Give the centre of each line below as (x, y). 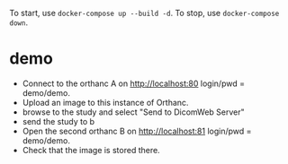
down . (19, 22)
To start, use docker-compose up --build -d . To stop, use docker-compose (144, 13)
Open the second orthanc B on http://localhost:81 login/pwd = (137, 131)
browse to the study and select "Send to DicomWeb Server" (133, 112)
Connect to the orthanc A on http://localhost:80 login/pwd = (134, 83)
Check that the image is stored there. (91, 150)
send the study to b (58, 121)
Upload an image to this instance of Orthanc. (105, 102)
